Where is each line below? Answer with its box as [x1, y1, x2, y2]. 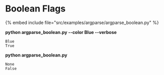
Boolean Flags [5, 3, 66, 14]
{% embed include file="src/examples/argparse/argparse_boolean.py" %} [5, 19, 159, 25]
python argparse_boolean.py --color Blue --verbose [5, 29, 117, 35]
